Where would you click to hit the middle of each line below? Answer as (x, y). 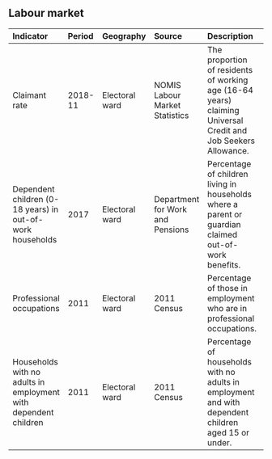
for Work (170, 209)
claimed (223, 234)
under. (220, 442)
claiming (224, 110)
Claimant (30, 95)
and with (224, 402)
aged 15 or (228, 432)
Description (230, 36)
